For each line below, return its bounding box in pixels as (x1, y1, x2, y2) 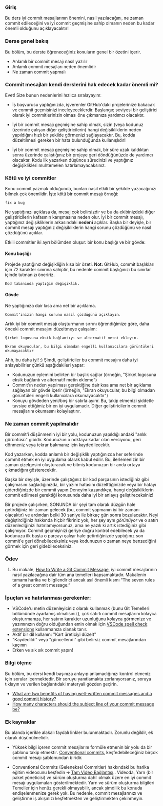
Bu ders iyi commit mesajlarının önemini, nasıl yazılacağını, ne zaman (5, 15, 144, 21)
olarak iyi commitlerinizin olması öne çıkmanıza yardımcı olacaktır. (12, 112, 145, 118)
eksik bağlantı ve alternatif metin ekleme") (12, 377, 97, 382)
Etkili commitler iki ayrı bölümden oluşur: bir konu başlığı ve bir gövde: (5, 239, 145, 245)
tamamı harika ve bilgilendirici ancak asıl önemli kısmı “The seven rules (12, 577, 155, 583)
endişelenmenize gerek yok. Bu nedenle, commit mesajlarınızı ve (12, 790, 143, 796)
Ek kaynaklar (5, 718, 37, 725)
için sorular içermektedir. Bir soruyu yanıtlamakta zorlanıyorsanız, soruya (5, 676, 151, 681)
